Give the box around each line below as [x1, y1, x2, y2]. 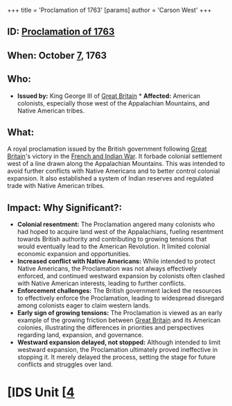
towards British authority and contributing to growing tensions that [17, 235, 207, 244]
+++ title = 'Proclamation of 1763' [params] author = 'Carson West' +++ [7, 6, 212, 14]
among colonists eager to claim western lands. [17, 301, 151, 310]
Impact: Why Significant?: [7, 201, 123, 214]
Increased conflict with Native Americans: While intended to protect [17, 257, 216, 266]
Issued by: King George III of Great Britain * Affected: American [17, 92, 201, 100]
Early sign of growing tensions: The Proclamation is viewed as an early [17, 309, 223, 317]
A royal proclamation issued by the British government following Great [7, 145, 207, 153]
